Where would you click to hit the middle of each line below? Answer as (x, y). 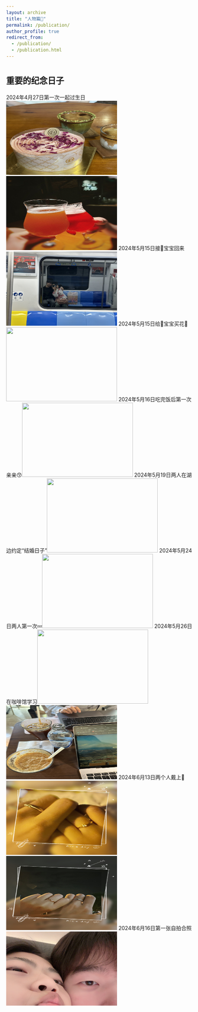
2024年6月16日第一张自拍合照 (155, 928)
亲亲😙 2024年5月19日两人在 (96, 475)
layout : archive (26, 12)
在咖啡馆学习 (22, 701)
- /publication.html (37, 50)
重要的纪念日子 (35, 81)
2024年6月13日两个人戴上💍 (151, 777)
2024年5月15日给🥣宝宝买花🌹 (153, 324)
